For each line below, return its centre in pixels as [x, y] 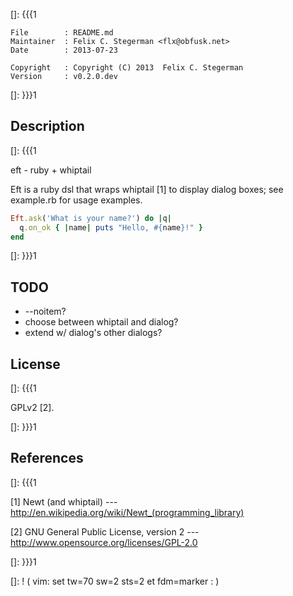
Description [47, 126]
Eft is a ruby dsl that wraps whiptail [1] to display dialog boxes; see [147, 189]
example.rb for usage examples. [76, 200]
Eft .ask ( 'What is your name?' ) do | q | [91, 218]
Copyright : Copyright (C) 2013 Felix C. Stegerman [127, 68]
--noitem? [45, 311]
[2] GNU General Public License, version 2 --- [105, 531]
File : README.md [62, 33]
